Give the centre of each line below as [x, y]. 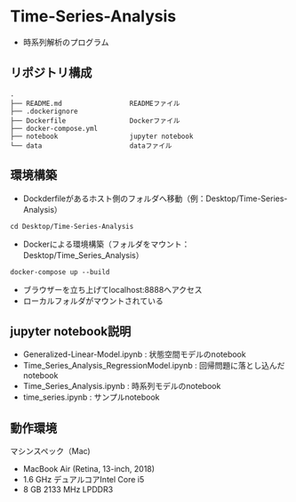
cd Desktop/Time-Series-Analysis [72, 226]
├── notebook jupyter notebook [102, 136]
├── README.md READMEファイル [95, 103]
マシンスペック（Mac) [51, 451]
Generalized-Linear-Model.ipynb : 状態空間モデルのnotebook [135, 354]
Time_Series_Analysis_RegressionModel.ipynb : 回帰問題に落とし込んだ [154, 366]
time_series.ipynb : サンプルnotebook [91, 397]
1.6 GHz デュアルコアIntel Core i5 [84, 480]
